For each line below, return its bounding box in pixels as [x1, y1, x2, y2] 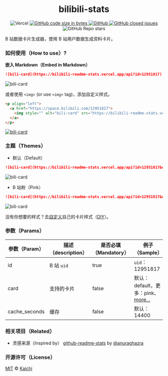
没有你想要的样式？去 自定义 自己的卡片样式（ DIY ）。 [5, 214, 111, 220]
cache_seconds [7, 308, 45, 315]
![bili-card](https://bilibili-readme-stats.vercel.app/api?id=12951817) [5, 72, 162, 77]
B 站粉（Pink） [12, 184, 43, 190]
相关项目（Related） [5, 327, 55, 334]
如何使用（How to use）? [5, 49, 66, 56]
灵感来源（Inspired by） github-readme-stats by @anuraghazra [12, 340, 144, 346]
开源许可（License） [5, 354, 56, 361]
